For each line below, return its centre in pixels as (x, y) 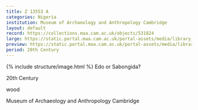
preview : (17, 45)
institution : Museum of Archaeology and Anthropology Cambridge (87, 22)
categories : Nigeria (32, 17)
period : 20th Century (33, 50)
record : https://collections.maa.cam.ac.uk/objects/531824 (80, 34)
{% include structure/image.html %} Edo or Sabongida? (74, 66)
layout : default (26, 28)
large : (14, 39)
